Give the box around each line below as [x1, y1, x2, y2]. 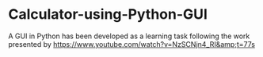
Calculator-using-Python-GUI [8, 5, 208, 23]
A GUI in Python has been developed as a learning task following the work [8, 31, 250, 41]
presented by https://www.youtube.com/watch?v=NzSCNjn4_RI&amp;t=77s [8, 39, 256, 48]
